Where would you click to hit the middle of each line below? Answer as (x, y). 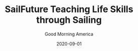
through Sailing (69, 20)
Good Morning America (69, 34)
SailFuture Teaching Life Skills (69, 9)
